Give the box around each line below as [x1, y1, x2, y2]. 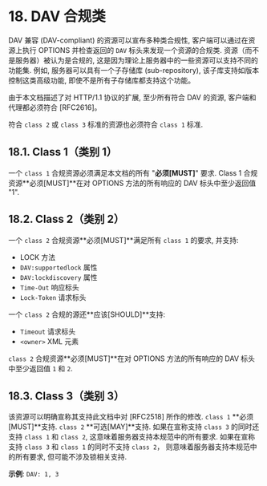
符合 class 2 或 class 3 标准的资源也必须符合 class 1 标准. [8, 119, 204, 129]
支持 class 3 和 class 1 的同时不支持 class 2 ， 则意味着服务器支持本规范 [8, 442, 250, 452]
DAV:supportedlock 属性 [19, 262, 98, 272]
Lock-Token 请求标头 [19, 292, 87, 302]
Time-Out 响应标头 [19, 282, 80, 292]
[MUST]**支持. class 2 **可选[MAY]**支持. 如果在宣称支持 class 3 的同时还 [8, 422, 260, 431]
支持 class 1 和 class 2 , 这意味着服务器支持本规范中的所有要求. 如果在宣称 [8, 432, 256, 442]
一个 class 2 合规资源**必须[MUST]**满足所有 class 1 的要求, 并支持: [8, 235, 239, 245]
